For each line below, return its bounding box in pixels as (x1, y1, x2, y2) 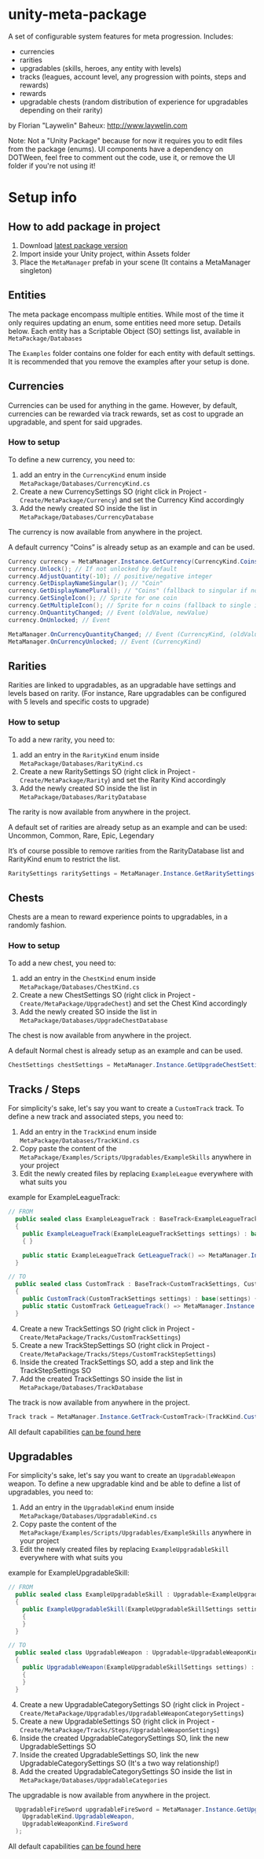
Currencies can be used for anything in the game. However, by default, (8, 400, 238, 410)
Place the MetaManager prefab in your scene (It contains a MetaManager (19, 257, 251, 267)
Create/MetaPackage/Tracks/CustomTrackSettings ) (19, 1332, 181, 1342)
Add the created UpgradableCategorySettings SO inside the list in (19, 1766, 233, 1776)
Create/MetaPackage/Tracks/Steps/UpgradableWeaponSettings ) (19, 1724, 220, 1734)
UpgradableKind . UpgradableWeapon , (22, 1813, 135, 1820)
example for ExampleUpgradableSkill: (8, 1568, 130, 1578)
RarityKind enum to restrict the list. (8, 854, 121, 864)
